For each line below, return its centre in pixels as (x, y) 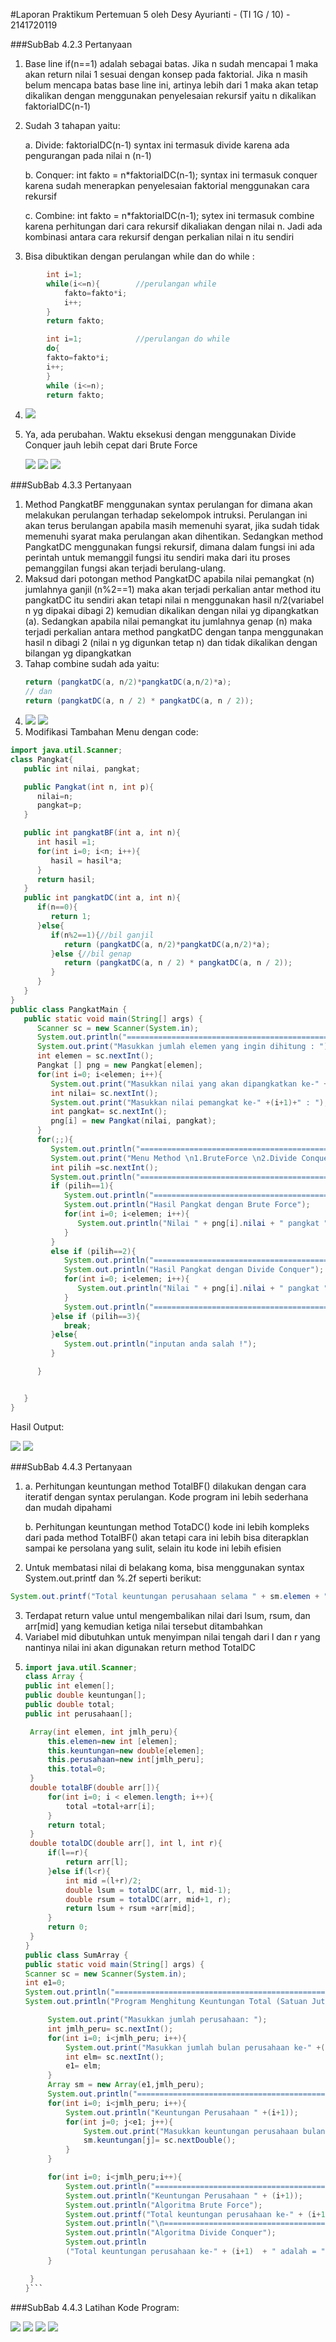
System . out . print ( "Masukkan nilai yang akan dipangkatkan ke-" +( (191, 1084)
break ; (77, 1325)
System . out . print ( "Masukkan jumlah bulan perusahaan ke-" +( (195, 2047)
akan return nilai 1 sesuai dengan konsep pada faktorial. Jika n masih (166, 74)
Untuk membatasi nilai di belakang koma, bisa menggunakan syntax (164, 1567)
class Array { (54, 1677)
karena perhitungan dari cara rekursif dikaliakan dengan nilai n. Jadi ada (173, 226)
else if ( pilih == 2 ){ (93, 1251)
